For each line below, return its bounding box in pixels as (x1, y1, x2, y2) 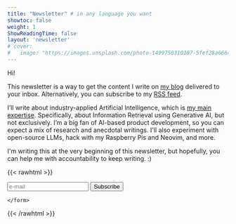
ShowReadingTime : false (7, 29, 77, 37)
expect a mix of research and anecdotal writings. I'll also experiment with (7, 126, 219, 134)
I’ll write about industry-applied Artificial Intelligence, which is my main (7, 103, 212, 112)
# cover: (7, 43, 33, 50)
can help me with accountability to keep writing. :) (7, 154, 152, 162)
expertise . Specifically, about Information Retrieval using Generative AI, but (7, 110, 225, 119)
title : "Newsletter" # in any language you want (7, 10, 152, 18)
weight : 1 (7, 23, 37, 30)
